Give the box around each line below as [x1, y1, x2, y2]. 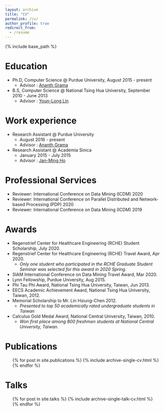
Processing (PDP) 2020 [26, 201, 74, 207]
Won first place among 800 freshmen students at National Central [19, 318, 154, 324]
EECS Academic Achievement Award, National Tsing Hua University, [12, 287, 150, 293]
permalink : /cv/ [5, 16, 38, 21]
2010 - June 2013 [12, 92, 48, 98]
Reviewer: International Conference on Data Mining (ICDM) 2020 [12, 191, 143, 197]
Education [5, 61, 48, 72]
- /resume [9, 30, 29, 35]
